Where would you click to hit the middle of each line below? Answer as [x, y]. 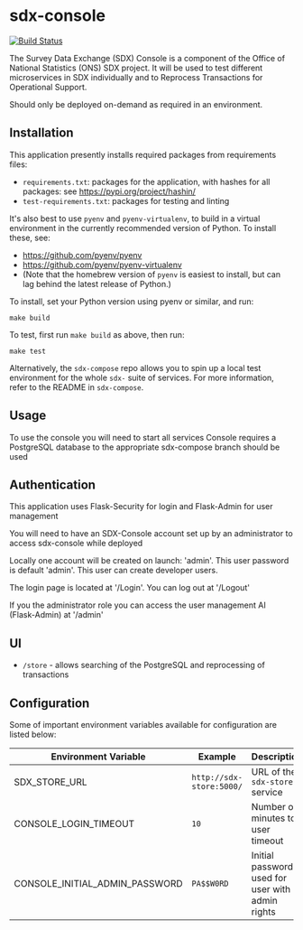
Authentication [53, 484]
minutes [268, 818]
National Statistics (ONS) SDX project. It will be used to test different [136, 68]
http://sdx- [217, 777]
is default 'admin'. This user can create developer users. [114, 571]
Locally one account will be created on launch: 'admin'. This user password [149, 561]
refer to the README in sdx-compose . [77, 387]
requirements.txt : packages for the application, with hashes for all [146, 181]
